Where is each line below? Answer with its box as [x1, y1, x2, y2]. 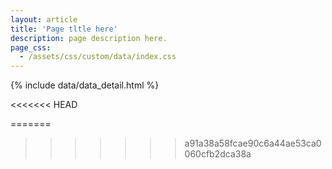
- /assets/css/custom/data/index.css [19, 52, 177, 62]
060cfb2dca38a [184, 148, 252, 160]
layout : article [10, 14, 78, 25]
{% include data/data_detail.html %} [10, 79, 160, 91]
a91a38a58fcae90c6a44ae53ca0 [184, 137, 322, 150]
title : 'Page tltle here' [10, 24, 118, 34]
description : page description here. [10, 33, 168, 43]
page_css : [10, 42, 52, 53]
